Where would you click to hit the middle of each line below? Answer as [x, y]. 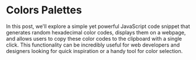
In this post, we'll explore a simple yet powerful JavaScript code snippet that [98, 26]
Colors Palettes [44, 10]
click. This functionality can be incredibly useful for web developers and [93, 45]
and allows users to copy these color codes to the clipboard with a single [94, 38]
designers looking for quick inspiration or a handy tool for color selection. [94, 51]
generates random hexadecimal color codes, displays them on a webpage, [96, 32]
